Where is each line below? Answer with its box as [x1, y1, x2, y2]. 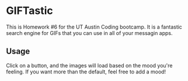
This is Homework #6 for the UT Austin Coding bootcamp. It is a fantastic [6, 23, 183, 30]
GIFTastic [6, 4, 54, 17]
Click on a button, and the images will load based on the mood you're [6, 62, 173, 69]
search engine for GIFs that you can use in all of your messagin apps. [6, 29, 173, 36]
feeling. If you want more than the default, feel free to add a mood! [6, 68, 166, 75]
